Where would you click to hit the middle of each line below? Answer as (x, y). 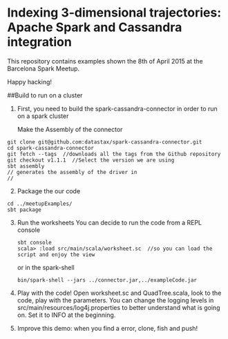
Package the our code (49, 191)
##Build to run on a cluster (45, 95)
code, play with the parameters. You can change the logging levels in (115, 300)
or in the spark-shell (46, 267)
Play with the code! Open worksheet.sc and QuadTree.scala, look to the (119, 293)
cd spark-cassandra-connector (51, 148)
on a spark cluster (43, 116)
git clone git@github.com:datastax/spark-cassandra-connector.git (105, 142)
